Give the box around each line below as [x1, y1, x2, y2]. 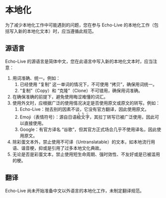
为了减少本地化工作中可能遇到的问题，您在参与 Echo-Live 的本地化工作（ [5, 22, 155, 28]
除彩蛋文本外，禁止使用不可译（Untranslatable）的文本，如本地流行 [12, 139, 151, 145]
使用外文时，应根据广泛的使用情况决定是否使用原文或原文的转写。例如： [12, 100, 160, 106]
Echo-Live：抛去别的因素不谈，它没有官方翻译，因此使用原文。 [19, 106, 150, 112]
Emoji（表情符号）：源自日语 [19, 114, 77, 120]
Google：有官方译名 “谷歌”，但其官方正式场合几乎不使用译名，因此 [19, 126, 157, 132]
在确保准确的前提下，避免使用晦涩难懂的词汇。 [12, 94, 108, 99]
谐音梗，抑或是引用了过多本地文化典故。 [21, 145, 104, 151]
